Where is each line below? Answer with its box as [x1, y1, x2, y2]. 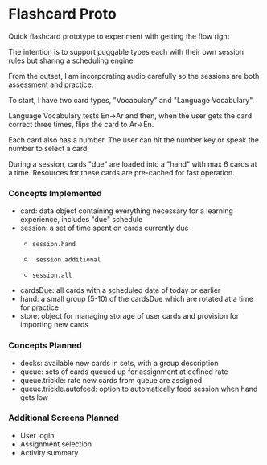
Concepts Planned [8, 339, 82, 351]
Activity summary [19, 447, 79, 457]
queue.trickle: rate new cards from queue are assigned [19, 375, 203, 385]
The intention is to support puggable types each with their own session [8, 47, 244, 56]
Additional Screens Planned [8, 412, 119, 423]
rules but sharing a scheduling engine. [8, 56, 135, 65]
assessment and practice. [8, 80, 94, 89]
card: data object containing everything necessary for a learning [19, 206, 233, 216]
